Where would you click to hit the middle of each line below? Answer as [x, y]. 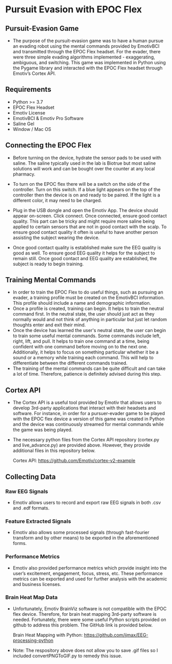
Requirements [28, 90]
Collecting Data [31, 476]
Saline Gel [23, 124]
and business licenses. [37, 584]
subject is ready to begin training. [48, 264]
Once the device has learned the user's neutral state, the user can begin [89, 330]
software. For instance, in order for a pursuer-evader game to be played [89, 414]
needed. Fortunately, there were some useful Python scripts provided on [89, 619]
